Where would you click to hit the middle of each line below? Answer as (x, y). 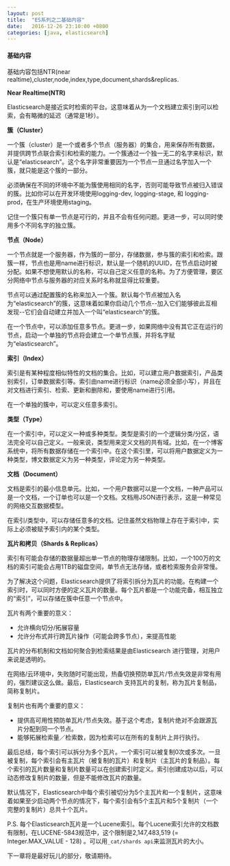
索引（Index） (27, 358)
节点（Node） (27, 240)
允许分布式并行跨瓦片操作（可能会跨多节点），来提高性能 (97, 636)
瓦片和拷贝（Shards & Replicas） (54, 543)
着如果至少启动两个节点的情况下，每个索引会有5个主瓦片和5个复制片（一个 (113, 801)
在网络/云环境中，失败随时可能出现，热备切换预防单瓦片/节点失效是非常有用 (114, 674)
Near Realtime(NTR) (36, 93)
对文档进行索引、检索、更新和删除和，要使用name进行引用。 (93, 390)
